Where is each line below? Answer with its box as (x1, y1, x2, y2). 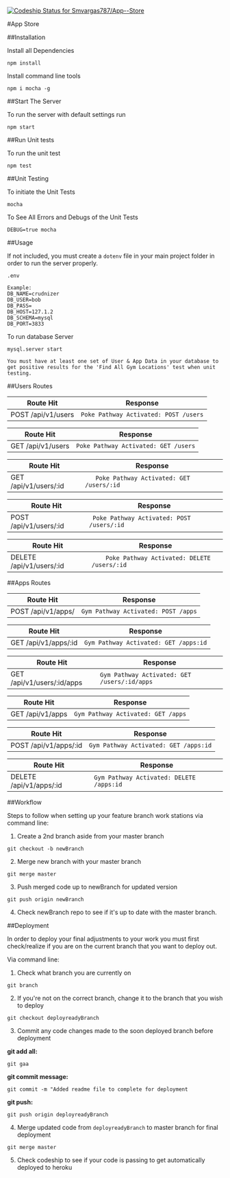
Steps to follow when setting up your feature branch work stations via (7, 812, 203, 819)
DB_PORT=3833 (7, 320, 44, 327)
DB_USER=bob (7, 296, 41, 303)
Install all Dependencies (7, 47, 75, 54)
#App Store (7, 20, 40, 27)
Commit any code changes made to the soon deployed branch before (16, 1027, 214, 1034)
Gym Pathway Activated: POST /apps (81, 608, 197, 615)
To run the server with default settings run (7, 111, 126, 118)
